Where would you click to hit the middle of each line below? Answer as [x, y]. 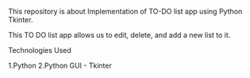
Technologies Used [40, 50]
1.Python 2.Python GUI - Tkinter [60, 65]
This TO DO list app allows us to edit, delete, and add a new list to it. [119, 35]
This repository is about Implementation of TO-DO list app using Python [125, 11]
